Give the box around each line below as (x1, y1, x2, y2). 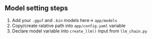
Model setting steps (4, 4, 68, 12)
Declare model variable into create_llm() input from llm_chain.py (11, 27, 147, 34)
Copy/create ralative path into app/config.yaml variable (11, 22, 126, 28)
